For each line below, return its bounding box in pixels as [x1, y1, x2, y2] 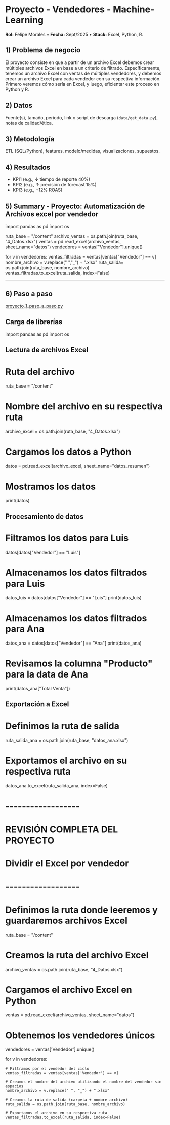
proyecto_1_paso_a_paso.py [5, 303, 63, 309]
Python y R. [5, 86, 29, 92]
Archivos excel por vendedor [5, 210, 99, 218]
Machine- [113, 4, 155, 15]
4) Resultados [5, 163, 51, 171]
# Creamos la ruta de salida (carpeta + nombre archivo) [5, 1097, 128, 1102]
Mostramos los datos [5, 481, 96, 492]
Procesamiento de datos [5, 512, 84, 521]
